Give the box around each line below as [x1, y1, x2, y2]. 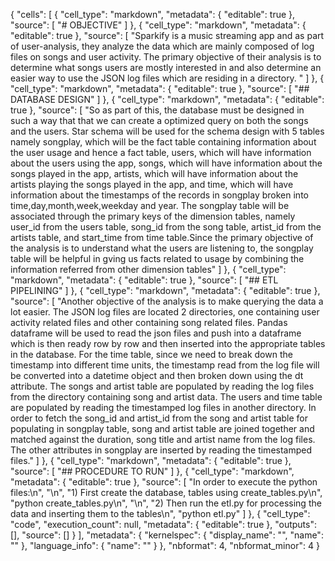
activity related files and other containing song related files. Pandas [10, 317, 288, 328]
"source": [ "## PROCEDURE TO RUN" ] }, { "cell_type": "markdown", [10, 465, 295, 477]
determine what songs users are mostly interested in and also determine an [10, 62, 322, 73]
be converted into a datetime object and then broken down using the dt [10, 370, 304, 381]
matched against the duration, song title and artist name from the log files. [10, 434, 316, 445]
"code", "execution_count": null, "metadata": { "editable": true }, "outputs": [10, 519, 317, 530]
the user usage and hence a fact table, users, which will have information [10, 147, 312, 158]
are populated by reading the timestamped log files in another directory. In [10, 402, 317, 413]
